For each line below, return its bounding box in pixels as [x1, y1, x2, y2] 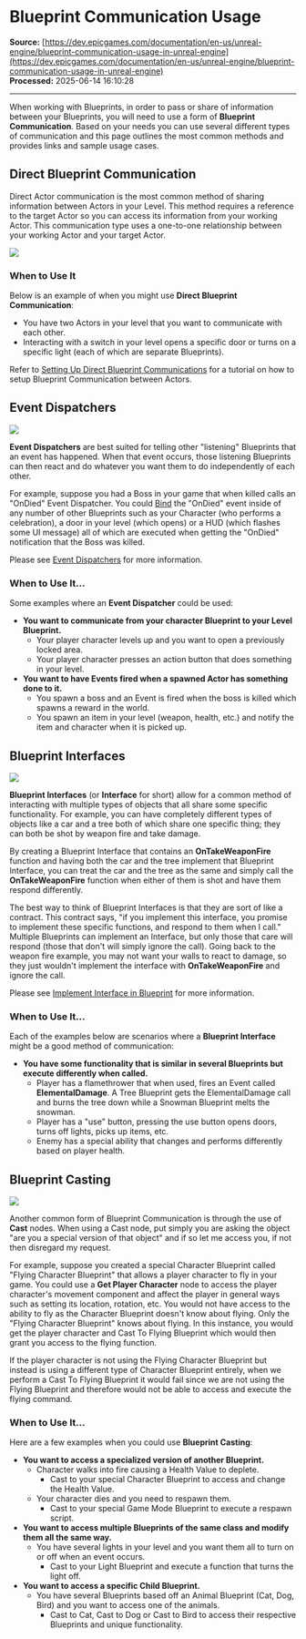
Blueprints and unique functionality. [49, 1619, 184, 1630]
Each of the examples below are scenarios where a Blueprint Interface [9, 1031, 276, 1042]
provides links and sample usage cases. [9, 139, 159, 151]
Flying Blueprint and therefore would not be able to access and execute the [9, 1384, 291, 1395]
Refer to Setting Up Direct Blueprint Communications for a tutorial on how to [9, 364, 294, 375]
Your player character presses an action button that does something [36, 654, 292, 665]
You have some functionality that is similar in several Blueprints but [22, 1059, 284, 1070]
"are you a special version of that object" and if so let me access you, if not [9, 1233, 291, 1244]
